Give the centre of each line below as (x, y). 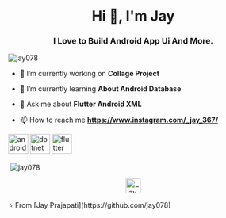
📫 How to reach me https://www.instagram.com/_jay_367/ (119, 120)
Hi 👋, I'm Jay (133, 16)
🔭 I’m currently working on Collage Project (90, 74)
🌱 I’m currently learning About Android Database (100, 89)
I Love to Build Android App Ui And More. (133, 41)
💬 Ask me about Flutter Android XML (80, 104)
